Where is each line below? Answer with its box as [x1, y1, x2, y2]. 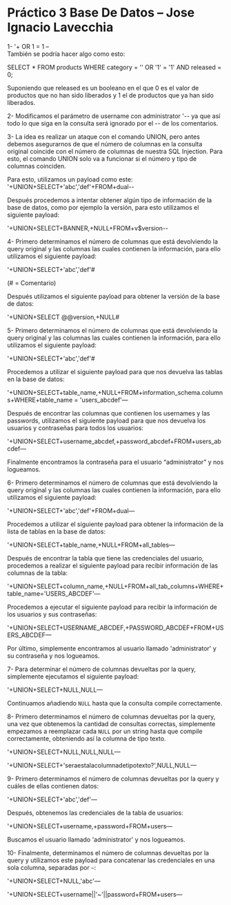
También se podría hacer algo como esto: [7, 50, 125, 58]
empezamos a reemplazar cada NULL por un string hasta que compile [7, 727, 203, 735]
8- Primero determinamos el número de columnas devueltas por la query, [7, 712, 216, 721]
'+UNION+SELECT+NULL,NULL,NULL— [7, 748, 121, 756]
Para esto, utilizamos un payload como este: [7, 175, 133, 184]
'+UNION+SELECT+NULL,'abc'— [7, 877, 101, 885]
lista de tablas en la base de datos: [7, 527, 106, 536]
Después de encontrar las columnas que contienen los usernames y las [7, 409, 210, 417]
